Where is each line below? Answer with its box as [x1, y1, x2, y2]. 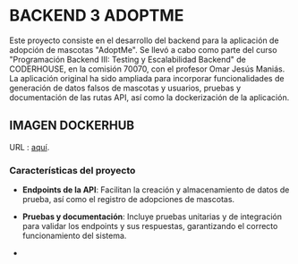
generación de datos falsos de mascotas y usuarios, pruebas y [9, 82, 242, 93]
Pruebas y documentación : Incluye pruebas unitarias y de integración [21, 211, 282, 222]
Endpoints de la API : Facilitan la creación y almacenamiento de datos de [21, 184, 290, 195]
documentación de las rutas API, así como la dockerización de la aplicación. [9, 91, 290, 103]
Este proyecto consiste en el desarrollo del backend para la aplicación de [9, 35, 279, 46]
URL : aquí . [9, 141, 50, 152]
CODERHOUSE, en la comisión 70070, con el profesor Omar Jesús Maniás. [9, 64, 285, 74]
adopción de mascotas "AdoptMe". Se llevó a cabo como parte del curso [9, 44, 277, 55]
